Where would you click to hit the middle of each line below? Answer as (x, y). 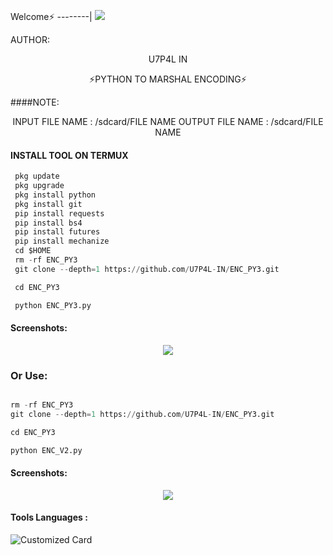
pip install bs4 (48, 223)
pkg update (37, 176)
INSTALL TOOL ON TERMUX (69, 155)
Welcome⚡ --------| (51, 16)
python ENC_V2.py (46, 450)
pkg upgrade (39, 186)
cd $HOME (33, 251)
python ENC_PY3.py (53, 305)
